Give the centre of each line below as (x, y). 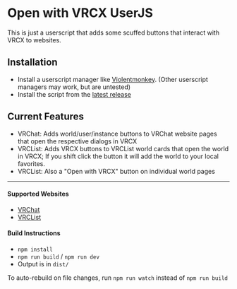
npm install (35, 249)
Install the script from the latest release (74, 94)
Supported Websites (38, 194)
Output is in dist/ (43, 264)
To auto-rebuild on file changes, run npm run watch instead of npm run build (117, 278)
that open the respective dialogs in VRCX (77, 141)
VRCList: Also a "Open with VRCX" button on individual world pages (116, 171)
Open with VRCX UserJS (80, 13)
